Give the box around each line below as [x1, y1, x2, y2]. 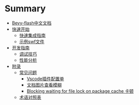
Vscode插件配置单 [26, 75, 64, 82]
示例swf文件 [19, 38, 45, 45]
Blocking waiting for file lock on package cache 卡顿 [26, 88, 134, 94]
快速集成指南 [19, 32, 46, 38]
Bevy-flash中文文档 [11, 20, 52, 26]
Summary [4, 3, 46, 14]
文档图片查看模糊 [26, 82, 62, 88]
